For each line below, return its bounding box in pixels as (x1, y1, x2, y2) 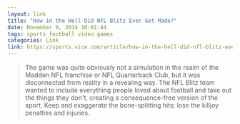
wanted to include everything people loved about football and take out (24, 86, 232, 94)
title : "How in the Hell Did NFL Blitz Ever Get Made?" (7, 17, 177, 24)
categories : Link (7, 37, 59, 44)
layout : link (7, 10, 46, 18)
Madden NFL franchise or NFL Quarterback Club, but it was (24, 71, 201, 79)
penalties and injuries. (24, 108, 91, 117)
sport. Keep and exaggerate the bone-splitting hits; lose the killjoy (24, 101, 219, 109)
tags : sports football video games (7, 30, 114, 38)
